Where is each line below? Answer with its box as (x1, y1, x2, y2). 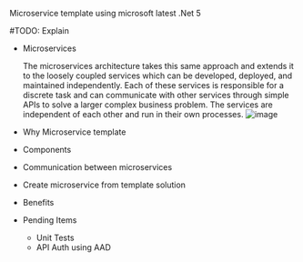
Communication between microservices (22, 162, 173, 172)
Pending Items (22, 215, 77, 226)
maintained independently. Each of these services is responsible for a (22, 80, 285, 90)
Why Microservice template (22, 126, 126, 137)
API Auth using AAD (35, 242, 112, 253)
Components (22, 145, 72, 155)
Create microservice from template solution (22, 179, 187, 190)
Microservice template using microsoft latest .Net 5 (9, 8, 202, 18)
